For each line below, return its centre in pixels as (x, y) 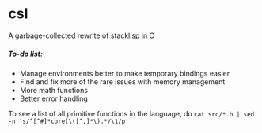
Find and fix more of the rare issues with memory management (122, 81)
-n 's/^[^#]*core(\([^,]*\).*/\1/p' (68, 121)
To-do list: (26, 54)
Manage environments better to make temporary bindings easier (125, 73)
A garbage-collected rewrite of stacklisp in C (82, 35)
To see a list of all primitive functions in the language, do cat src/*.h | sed (131, 113)
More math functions (54, 90)
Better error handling (54, 98)
